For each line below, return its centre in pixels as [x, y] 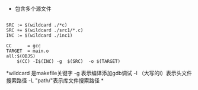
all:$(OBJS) [21, 56]
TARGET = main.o [28, 51]
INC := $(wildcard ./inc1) [39, 36]
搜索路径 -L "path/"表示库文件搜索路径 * [55, 81]
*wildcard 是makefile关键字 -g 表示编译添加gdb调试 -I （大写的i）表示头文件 [99, 73]
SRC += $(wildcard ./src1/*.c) [45, 30]
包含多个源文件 [33, 9]
